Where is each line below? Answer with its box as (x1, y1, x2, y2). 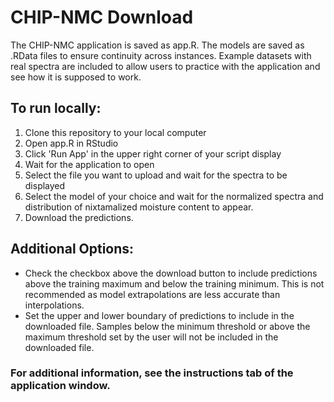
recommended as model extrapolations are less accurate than (24, 288, 281, 300)
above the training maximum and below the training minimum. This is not (24, 277, 325, 290)
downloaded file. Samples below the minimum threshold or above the (24, 320, 311, 332)
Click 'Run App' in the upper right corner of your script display (24, 147, 282, 160)
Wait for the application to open (24, 158, 155, 170)
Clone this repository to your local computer (24, 126, 207, 138)
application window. (10, 379, 111, 393)
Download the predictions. (24, 211, 134, 223)
